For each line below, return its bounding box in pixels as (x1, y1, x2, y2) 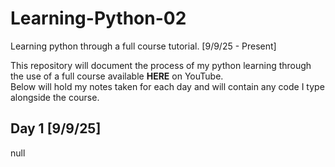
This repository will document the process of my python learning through (10, 59, 312, 71)
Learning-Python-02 (10, 7, 187, 30)
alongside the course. (10, 91, 100, 103)
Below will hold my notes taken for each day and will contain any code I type (10, 80, 325, 92)
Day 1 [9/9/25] (10, 120, 102, 137)
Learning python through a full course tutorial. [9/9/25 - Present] (10, 40, 277, 52)
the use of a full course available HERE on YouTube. (10, 70, 224, 82)
